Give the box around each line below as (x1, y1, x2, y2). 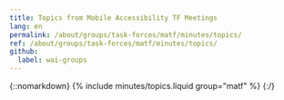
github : (9, 47, 39, 56)
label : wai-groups (17, 55, 88, 65)
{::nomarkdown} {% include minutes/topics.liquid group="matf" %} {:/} (9, 81, 276, 91)
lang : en (9, 22, 43, 31)
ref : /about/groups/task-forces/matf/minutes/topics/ (9, 38, 218, 48)
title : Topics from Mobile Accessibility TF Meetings (9, 13, 218, 23)
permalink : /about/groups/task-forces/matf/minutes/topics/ (9, 30, 243, 39)
